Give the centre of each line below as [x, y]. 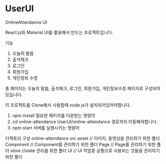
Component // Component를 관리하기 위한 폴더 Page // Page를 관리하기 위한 [81, 144]
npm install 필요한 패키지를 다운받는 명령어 [54, 115]
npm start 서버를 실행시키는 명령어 [46, 128]
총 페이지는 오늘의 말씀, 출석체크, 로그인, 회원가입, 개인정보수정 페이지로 [74, 88]
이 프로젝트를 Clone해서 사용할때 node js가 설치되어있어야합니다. [68, 105]
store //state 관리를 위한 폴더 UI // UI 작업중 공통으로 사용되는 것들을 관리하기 [85, 150]
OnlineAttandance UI [26, 22]
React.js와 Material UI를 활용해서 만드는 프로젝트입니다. [59, 32]
